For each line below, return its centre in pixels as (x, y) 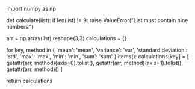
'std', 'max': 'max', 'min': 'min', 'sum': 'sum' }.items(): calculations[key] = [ (98, 56)
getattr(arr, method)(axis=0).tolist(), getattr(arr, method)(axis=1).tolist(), (95, 63)
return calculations (29, 81)
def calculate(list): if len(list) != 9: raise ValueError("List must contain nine (97, 20)
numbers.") (20, 27)
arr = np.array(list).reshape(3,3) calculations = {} (67, 38)
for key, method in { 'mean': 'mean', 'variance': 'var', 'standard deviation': (97, 50)
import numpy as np (31, 9)
